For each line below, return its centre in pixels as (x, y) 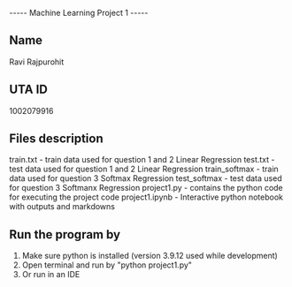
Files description (56, 139)
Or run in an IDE (51, 275)
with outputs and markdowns (62, 207)
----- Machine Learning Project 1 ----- (79, 13)
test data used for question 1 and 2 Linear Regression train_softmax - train (144, 169)
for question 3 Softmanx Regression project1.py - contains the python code (146, 188)
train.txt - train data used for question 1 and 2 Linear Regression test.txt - (142, 160)
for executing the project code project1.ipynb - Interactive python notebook (146, 197)
